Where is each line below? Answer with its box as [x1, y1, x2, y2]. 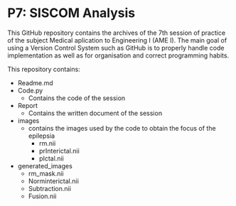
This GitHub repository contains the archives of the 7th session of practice [7, 28, 226, 37]
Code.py [17, 86, 43, 94]
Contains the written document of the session [28, 109, 162, 117]
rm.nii [38, 139, 56, 147]
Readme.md [17, 78, 53, 87]
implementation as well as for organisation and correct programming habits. [7, 51, 230, 60]
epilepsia [28, 131, 55, 140]
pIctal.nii [38, 154, 64, 163]
